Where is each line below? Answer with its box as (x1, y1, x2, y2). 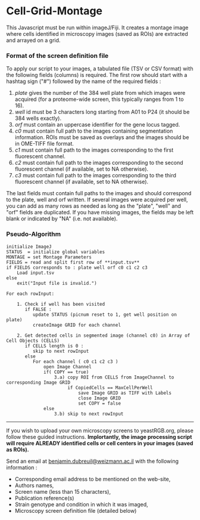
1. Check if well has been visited (17, 301, 105, 307)
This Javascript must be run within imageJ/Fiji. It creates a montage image (6, 24, 189, 31)
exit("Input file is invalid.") (17, 280, 97, 286)
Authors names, (14, 482, 54, 489)
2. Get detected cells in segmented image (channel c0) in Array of (17, 333, 190, 339)
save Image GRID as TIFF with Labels (78, 390, 171, 396)
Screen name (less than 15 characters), (14, 488, 111, 495)
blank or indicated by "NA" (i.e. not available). (6, 215, 118, 222)
